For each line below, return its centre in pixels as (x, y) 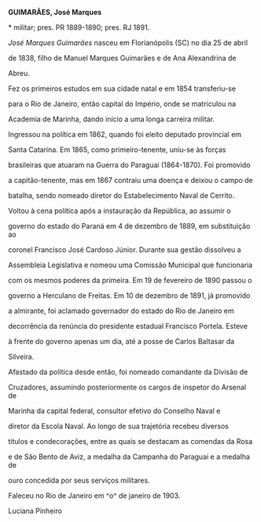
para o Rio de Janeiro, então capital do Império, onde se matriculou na (122, 104)
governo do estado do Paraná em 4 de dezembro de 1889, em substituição (129, 226)
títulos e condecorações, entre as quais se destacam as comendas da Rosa (130, 441)
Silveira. (21, 356)
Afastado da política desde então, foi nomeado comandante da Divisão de (128, 372)
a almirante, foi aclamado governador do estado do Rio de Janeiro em (121, 311)
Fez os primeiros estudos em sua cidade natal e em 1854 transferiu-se (122, 88)
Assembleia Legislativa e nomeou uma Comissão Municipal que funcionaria (130, 265)
